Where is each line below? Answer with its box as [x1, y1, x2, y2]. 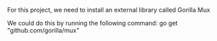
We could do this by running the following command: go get [7, 19, 178, 27]
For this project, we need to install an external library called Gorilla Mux [7, 6, 210, 14]
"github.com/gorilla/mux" [7, 27, 80, 34]
